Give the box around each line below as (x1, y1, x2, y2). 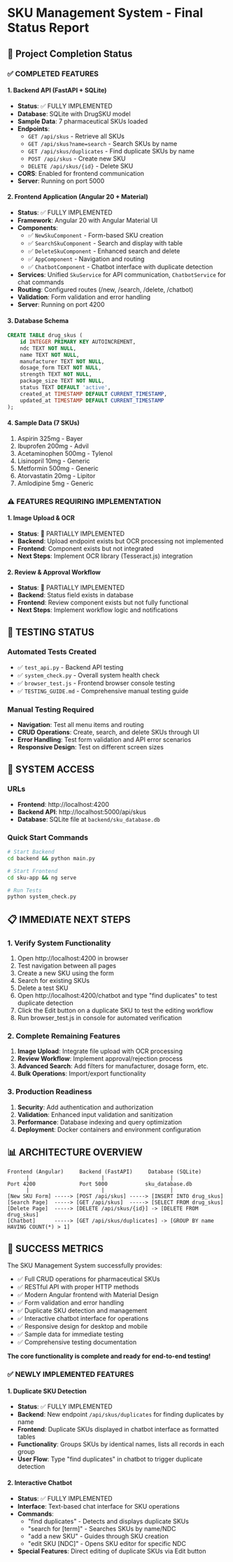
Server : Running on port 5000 (17, 177, 105, 185)
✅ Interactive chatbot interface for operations (17, 1315, 149, 1323)
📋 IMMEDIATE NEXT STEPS (7, 914, 131, 925)
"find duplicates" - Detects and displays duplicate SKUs (27, 1516, 189, 1526)
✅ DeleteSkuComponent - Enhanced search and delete (27, 247, 181, 255)
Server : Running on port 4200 (17, 300, 105, 308)
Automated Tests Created (7, 647, 97, 657)
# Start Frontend (7, 867, 58, 874)
